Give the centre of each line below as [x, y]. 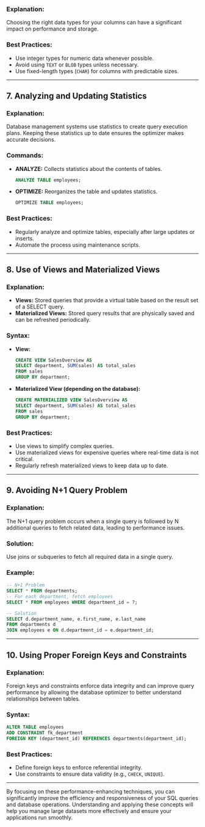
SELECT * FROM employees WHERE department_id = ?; [72, 602]
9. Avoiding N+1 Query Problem [67, 490]
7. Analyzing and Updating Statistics [77, 96]
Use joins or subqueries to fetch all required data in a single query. [90, 556]
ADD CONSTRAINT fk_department [45, 733]
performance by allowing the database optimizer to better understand [94, 692]
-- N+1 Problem [26, 585]
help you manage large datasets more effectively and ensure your [89, 811]
